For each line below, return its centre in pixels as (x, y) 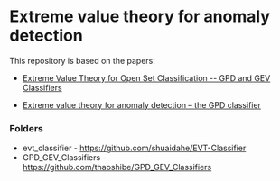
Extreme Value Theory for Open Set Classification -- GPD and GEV (146, 77)
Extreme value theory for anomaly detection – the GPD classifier (142, 104)
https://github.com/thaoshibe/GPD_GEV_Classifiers (117, 167)
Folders (26, 128)
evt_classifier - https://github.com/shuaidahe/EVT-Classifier (134, 148)
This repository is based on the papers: (83, 60)
